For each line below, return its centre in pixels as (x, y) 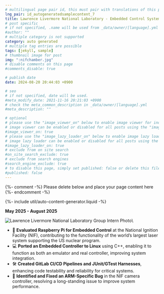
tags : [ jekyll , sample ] (29, 50)
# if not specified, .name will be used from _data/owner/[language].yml (82, 28)
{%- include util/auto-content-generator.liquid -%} (56, 201)
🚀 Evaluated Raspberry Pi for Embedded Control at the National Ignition (85, 230)
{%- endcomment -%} (28, 192)
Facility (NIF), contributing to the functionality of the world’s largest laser (85, 235)
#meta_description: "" (28, 109)
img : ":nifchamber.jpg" (29, 60)
